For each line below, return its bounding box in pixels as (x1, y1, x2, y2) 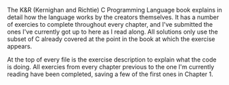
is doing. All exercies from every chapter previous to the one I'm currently (7, 63, 215, 71)
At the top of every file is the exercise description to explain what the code (7, 56, 217, 64)
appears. (7, 42, 32, 50)
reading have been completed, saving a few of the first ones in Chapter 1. (7, 70, 214, 78)
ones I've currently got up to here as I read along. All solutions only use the (7, 27, 219, 36)
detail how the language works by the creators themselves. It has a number (7, 13, 219, 21)
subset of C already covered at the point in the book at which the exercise (7, 35, 215, 43)
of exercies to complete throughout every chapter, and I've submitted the (7, 21, 213, 28)
